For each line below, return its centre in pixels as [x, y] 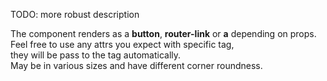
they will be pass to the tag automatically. [96, 55]
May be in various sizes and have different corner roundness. [136, 65]
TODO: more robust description [75, 14]
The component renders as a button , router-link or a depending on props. [163, 33]
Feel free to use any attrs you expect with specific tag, [122, 44]
